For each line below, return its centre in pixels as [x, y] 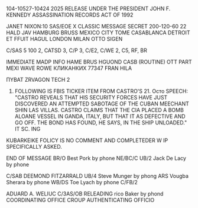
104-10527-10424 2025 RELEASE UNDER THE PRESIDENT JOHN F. [88, 9]
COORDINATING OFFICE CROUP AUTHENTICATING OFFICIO [80, 200]
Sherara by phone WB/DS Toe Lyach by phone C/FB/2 [72, 182]
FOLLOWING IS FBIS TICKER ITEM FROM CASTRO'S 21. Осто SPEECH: [101, 91]
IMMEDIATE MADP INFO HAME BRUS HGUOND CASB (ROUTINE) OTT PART [99, 62]
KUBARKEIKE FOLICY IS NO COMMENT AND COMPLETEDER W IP [87, 140]
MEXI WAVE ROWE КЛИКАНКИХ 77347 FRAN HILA [69, 68]
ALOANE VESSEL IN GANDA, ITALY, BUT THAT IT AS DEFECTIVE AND [100, 116]
